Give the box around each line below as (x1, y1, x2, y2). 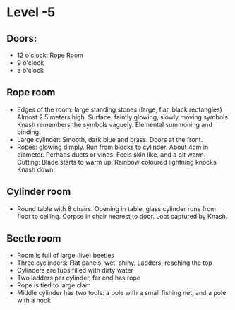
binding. (16, 128, 41, 136)
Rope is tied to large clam (16, 281, 91, 290)
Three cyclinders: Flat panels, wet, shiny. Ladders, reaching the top (16, 258, 212, 267)
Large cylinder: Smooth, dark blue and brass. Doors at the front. (16, 135, 203, 143)
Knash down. (16, 165, 56, 174)
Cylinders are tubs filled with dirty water (16, 266, 134, 275)
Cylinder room (6, 186, 71, 198)
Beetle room (6, 232, 61, 244)
